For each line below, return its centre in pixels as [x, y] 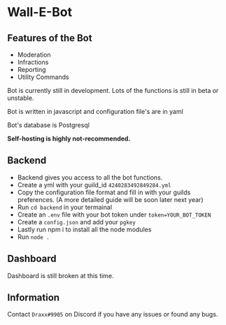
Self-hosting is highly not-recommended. [69, 138]
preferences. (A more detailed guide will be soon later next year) [110, 199]
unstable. [21, 98]
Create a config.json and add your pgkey [77, 222]
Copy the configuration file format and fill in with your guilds [104, 192]
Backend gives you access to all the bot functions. [90, 177]
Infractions [33, 62]
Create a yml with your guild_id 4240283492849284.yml [94, 185]
